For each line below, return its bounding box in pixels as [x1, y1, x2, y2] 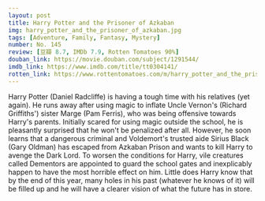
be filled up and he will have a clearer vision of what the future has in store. [8, 184, 252, 193]
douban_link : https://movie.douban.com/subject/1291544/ [8, 56, 200, 64]
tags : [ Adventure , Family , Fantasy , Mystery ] [8, 33, 160, 42]
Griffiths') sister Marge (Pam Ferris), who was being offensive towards [8, 108, 237, 118]
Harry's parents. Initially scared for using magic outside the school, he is [8, 117, 244, 126]
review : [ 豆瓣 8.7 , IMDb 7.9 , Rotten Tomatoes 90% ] [8, 48, 180, 56]
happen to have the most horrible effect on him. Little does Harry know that [8, 167, 253, 177]
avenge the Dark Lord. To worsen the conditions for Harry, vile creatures [8, 151, 244, 160]
